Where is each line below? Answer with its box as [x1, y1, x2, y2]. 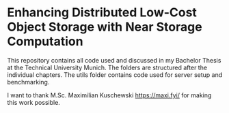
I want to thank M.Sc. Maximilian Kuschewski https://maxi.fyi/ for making [7, 91, 212, 99]
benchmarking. [7, 78, 50, 86]
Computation [7, 34, 83, 49]
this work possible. [7, 98, 60, 106]
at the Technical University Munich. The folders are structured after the [7, 63, 207, 71]
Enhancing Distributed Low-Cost [7, 5, 197, 20]
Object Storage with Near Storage [7, 19, 203, 35]
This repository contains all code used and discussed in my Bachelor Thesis [7, 56, 221, 64]
